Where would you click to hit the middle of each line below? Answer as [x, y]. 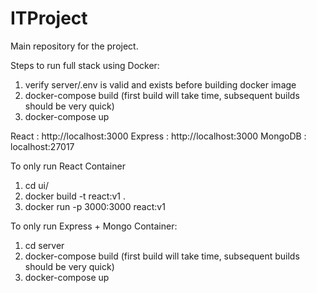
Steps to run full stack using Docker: [85, 65]
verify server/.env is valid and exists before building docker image [160, 84]
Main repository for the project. [74, 46]
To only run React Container [68, 166]
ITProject [49, 18]
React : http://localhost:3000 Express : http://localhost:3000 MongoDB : [158, 136]
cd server [44, 245]
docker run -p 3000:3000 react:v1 [95, 206]
